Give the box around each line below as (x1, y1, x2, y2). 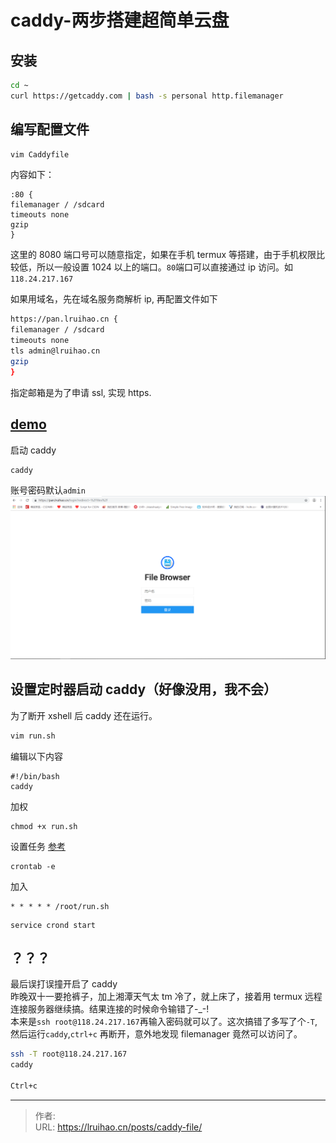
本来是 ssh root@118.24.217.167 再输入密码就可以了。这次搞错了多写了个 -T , (10, 1016, 318, 1028)
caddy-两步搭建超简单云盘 (10, 9, 230, 32)
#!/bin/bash (10, 771, 60, 781)
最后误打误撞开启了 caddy (10, 978, 118, 990)
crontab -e (10, 861, 56, 871)
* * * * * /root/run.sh (10, 901, 110, 911)
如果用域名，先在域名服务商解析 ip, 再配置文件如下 (10, 293, 218, 305)
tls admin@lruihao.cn (10, 346, 101, 356)
